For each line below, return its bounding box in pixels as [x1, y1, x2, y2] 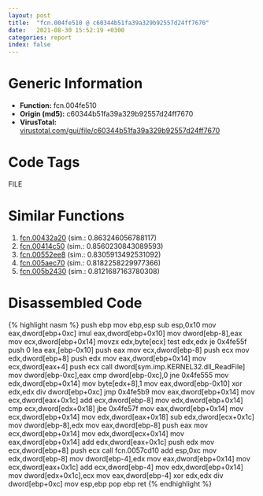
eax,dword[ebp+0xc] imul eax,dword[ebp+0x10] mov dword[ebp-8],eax [8, 328, 243, 338]
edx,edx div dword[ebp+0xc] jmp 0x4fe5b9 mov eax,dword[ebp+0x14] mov [8, 387, 255, 396]
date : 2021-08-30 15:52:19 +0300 [8, 26, 125, 34]
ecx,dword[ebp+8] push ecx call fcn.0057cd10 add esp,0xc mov [8, 446, 217, 455]
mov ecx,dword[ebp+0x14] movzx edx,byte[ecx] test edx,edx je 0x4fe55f [8, 336, 247, 346]
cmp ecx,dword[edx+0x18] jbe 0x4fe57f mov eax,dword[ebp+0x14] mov [8, 403, 244, 413]
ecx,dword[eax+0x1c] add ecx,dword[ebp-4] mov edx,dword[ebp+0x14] [8, 462, 244, 472]
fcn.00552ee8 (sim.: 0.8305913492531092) [19, 250, 161, 259]
